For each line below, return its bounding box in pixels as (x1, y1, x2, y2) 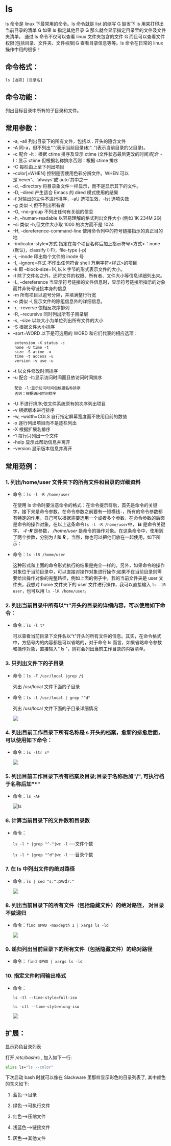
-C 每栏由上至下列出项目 (12, 164, 65, 170)
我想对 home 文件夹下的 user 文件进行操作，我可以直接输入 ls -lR (26, 582, 166, 588)
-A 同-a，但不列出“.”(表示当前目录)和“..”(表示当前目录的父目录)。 (12, 144, 148, 151)
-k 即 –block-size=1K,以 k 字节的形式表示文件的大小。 (12, 266, 126, 272)
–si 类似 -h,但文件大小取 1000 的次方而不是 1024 (12, 221, 114, 228)
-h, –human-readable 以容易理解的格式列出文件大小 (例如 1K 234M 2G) (12, 215, 162, 221)
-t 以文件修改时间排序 (12, 368, 58, 374)
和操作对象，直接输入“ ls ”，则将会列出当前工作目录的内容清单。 (12, 646, 148, 652)
